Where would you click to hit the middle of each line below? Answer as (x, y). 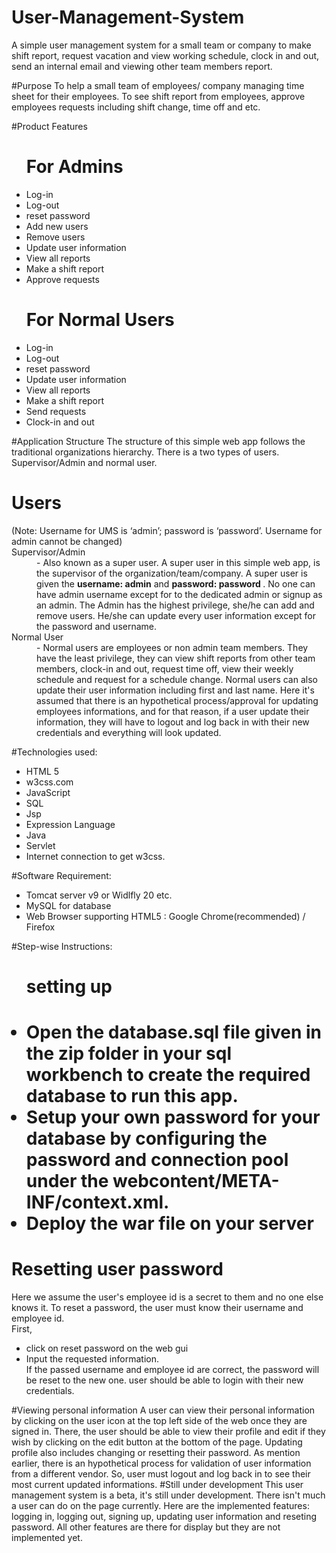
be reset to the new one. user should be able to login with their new (164, 1380)
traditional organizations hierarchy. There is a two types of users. (145, 452)
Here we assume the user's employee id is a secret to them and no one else (167, 1297)
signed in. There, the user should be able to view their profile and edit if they (168, 1432)
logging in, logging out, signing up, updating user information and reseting (164, 1517)
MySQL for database (68, 905)
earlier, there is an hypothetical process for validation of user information (161, 1463)
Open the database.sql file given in (174, 1032)
